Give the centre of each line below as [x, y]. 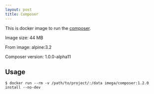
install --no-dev [23, 88]
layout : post [19, 10]
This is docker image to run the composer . [48, 28]
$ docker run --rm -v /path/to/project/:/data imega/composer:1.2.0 [77, 83]
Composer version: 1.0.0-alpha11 [38, 56]
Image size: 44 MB [24, 38]
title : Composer [22, 14]
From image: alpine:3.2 [28, 47]
